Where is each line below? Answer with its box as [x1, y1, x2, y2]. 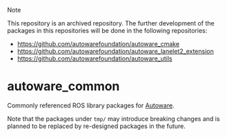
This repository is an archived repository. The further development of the [7, 19, 215, 27]
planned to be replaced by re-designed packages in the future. [7, 122, 186, 130]
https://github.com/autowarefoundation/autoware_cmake [17, 40, 180, 48]
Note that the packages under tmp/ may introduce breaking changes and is [7, 114, 220, 123]
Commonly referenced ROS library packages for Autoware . [7, 101, 175, 109]
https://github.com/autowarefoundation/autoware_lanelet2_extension [17, 48, 214, 55]
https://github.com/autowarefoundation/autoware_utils [17, 54, 172, 63]
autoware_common [7, 78, 120, 94]
